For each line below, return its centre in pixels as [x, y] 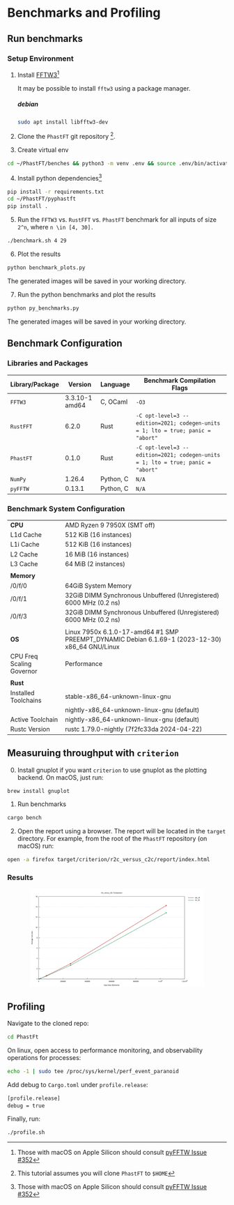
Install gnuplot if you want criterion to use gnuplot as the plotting [112, 770]
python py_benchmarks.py [43, 308]
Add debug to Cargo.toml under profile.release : [78, 1084]
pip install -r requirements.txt [56, 192]
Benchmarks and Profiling [84, 13]
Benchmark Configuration [65, 343]
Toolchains [26, 700]
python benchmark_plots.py [46, 268]
